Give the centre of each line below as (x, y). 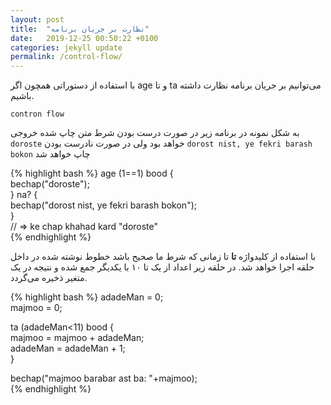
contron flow (37, 114)
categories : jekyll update (66, 47)
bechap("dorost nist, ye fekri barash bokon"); (103, 205)
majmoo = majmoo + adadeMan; (77, 338)
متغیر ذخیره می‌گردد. (49, 278)
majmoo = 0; (36, 308)
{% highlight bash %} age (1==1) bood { (92, 173)
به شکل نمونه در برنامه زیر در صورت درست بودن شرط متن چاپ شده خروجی (155, 133)
